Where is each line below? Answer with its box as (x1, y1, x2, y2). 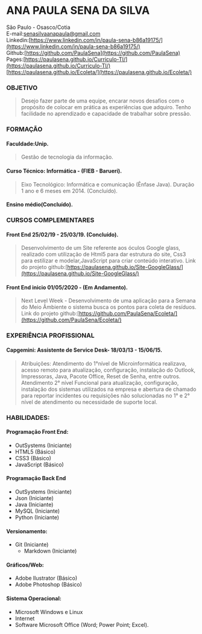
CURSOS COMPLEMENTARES (6, 216, 95, 224)
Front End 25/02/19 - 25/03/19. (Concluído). (6, 230, 119, 238)
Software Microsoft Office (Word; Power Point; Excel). (14, 621, 149, 628)
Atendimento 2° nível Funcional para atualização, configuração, (21, 379, 179, 386)
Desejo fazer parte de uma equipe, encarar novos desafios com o (21, 97, 185, 104)
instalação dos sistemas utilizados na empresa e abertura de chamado (21, 385, 197, 393)
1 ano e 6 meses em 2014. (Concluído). (21, 187, 118, 194)
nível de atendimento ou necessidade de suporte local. (21, 398, 158, 405)
